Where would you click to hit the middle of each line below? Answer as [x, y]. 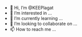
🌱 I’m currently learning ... [36, 18]
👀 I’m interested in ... [31, 13]
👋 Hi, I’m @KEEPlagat [32, 8]
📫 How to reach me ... [33, 29]
